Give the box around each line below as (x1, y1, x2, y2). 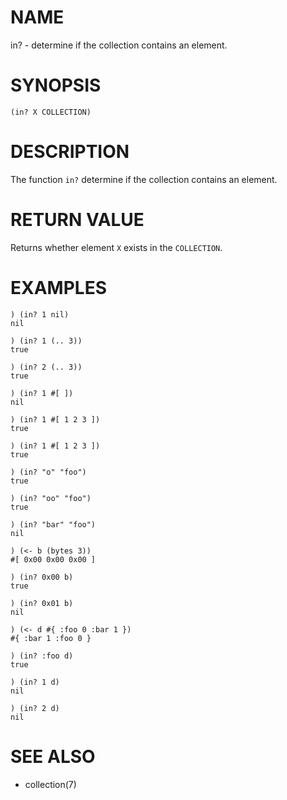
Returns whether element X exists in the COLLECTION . (10, 241, 223, 253)
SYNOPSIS (10, 74, 102, 97)
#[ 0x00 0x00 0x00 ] (10, 554, 97, 565)
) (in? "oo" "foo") (10, 493, 92, 503)
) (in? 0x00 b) (10, 572, 74, 582)
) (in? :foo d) (10, 651, 74, 661)
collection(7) (24, 778, 77, 790)
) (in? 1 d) (10, 677, 60, 687)
